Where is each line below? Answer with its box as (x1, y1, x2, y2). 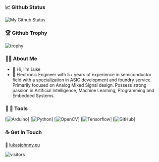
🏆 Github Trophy (5, 30, 48, 37)
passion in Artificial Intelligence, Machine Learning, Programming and (12, 87, 155, 93)
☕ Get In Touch (5, 129, 42, 136)
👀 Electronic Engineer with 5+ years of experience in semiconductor (12, 71, 152, 77)
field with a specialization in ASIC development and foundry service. (12, 77, 152, 83)
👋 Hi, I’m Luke (12, 66, 41, 72)
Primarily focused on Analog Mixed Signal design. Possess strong (12, 82, 147, 88)
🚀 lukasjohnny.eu (5, 142, 40, 148)
